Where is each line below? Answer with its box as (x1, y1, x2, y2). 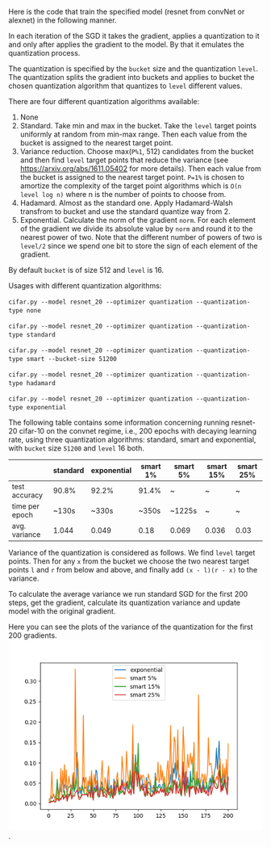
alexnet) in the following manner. (8, 15, 117, 25)
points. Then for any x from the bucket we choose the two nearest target (8, 556, 250, 566)
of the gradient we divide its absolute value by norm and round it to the (19, 224, 253, 233)
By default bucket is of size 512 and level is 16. (8, 266, 164, 275)
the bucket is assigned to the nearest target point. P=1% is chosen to (19, 173, 244, 182)
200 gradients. (8, 630, 58, 640)
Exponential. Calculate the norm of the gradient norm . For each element (19, 216, 256, 224)
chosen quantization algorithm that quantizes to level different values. (8, 81, 243, 90)
